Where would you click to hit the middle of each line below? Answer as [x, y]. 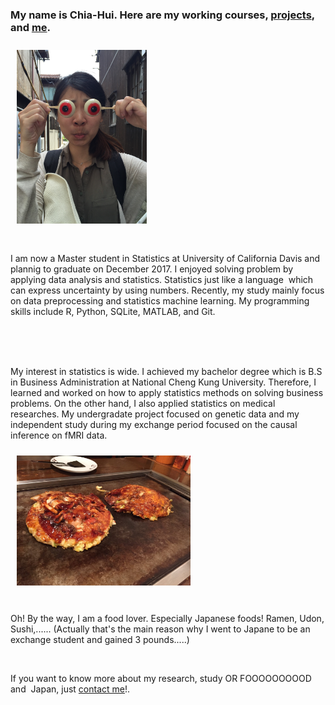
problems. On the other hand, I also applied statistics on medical [143, 404]
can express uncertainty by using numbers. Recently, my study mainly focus [167, 290]
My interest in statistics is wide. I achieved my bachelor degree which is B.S [166, 372]
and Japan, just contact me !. [70, 689]
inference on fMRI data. [59, 435]
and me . [31, 27]
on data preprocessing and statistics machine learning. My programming [160, 301]
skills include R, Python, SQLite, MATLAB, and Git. [113, 312]
